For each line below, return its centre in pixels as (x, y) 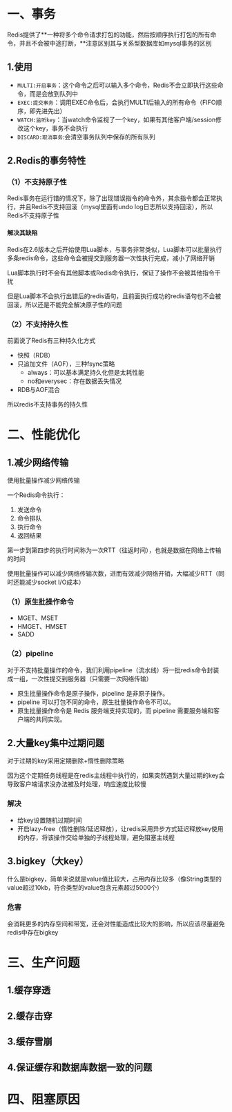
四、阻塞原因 (44, 1099)
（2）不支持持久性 (38, 324)
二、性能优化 (44, 435)
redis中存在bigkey (33, 932)
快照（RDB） (36, 355)
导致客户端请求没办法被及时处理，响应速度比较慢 (77, 784)
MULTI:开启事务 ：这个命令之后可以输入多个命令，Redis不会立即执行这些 (117, 85)
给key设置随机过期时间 (49, 820)
